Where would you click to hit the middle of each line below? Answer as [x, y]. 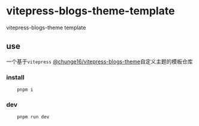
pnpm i [25, 90]
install [16, 77]
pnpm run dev [33, 117]
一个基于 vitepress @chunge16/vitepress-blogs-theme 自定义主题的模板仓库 [99, 62]
